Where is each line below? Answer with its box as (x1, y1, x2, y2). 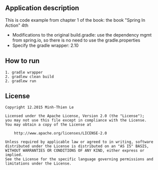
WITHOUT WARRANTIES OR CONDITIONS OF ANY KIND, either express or (5, 148, 145, 153)
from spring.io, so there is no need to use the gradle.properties (12, 37, 141, 43)
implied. (5, 153, 23, 158)
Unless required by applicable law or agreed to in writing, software (5, 139, 154, 145)
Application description (5, 4, 79, 12)
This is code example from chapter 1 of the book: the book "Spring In (5, 17, 146, 23)
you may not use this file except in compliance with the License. (5, 118, 147, 123)
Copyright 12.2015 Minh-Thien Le (5, 105, 74, 110)
